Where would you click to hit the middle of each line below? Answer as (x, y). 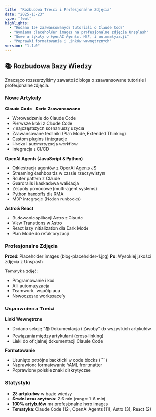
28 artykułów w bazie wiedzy (42, 393)
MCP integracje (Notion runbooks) (46, 199)
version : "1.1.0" (23, 46)
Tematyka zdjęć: (22, 271)
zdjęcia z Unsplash (24, 262)
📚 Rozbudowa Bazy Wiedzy (49, 66)
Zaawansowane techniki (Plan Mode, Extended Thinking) (69, 133)
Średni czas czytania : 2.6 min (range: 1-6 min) (59, 399)
